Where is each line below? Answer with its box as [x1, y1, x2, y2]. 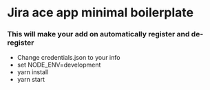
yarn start [17, 76, 45, 84]
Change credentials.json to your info [17, 54, 120, 62]
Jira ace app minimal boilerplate [7, 5, 194, 21]
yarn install [17, 68, 49, 76]
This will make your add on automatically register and [7, 30, 190, 39]
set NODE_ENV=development [17, 60, 101, 69]
